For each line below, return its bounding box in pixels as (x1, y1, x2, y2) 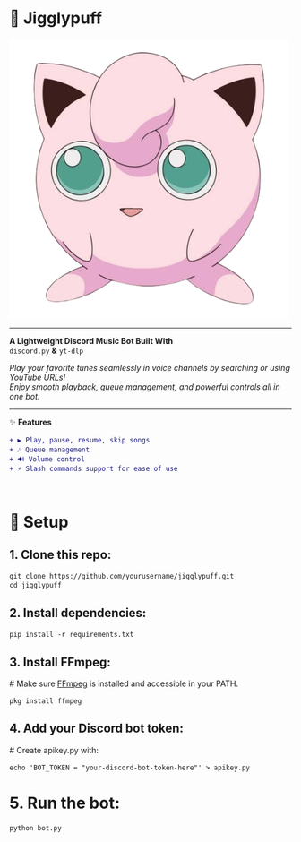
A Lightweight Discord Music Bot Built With (9, 335, 174, 346)
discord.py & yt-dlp (9, 345, 83, 356)
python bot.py (9, 823, 63, 832)
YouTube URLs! (9, 372, 66, 382)
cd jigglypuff (9, 581, 63, 590)
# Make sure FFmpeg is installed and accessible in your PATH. (9, 678, 239, 689)
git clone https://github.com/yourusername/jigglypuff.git (9, 572, 235, 581)
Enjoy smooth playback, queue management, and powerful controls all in (9, 381, 280, 392)
